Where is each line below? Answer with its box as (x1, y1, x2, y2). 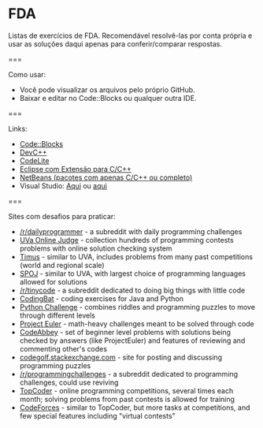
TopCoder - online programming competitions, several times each (19, 385, 234, 395)
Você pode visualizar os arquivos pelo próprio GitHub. (19, 84, 195, 95)
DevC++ (19, 147, 47, 157)
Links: (8, 124, 28, 133)
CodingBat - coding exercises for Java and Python (19, 293, 183, 303)
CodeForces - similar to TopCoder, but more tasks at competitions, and (19, 403, 250, 412)
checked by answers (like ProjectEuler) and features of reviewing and (19, 336, 246, 345)
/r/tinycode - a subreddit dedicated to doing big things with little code (19, 285, 246, 295)
